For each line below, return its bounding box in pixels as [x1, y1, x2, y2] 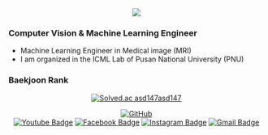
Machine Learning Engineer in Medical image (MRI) [19, 46, 192, 56]
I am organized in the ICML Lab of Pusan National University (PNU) [19, 54, 244, 64]
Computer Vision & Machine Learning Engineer [8, 27, 197, 39]
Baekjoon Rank [8, 74, 69, 86]
